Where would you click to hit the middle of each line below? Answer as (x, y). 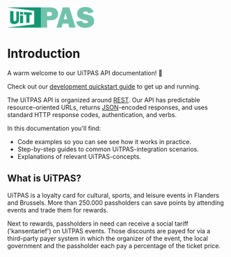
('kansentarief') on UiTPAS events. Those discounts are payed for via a (109, 231)
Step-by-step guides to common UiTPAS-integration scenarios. (108, 149)
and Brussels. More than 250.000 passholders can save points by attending (115, 203)
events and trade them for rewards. (58, 210)
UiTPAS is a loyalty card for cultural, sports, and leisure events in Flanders (113, 195)
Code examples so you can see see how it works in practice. (104, 141)
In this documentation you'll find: (54, 128)
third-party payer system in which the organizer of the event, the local (108, 238)
